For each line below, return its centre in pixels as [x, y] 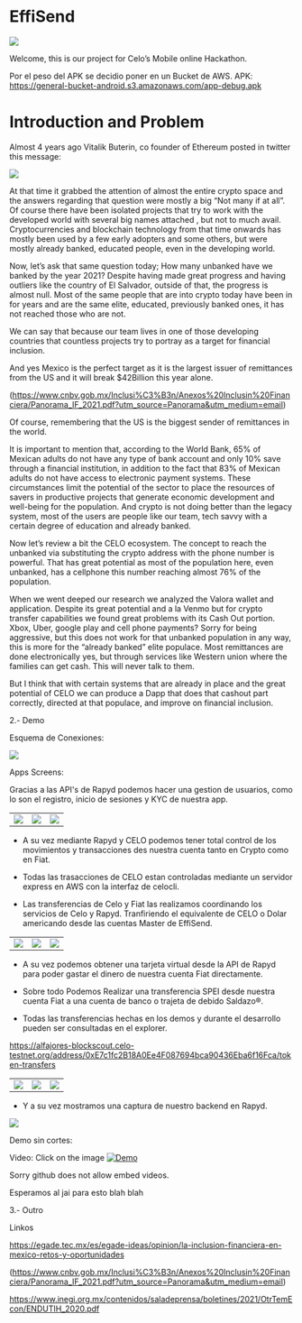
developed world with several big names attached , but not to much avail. [145, 219]
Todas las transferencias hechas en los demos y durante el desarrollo [151, 1018]
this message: [35, 156]
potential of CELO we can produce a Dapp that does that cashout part [139, 693]
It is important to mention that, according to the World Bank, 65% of [135, 449]
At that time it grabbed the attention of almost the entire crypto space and [146, 190]
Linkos [22, 1227]
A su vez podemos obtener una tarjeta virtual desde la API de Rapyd [149, 964]
